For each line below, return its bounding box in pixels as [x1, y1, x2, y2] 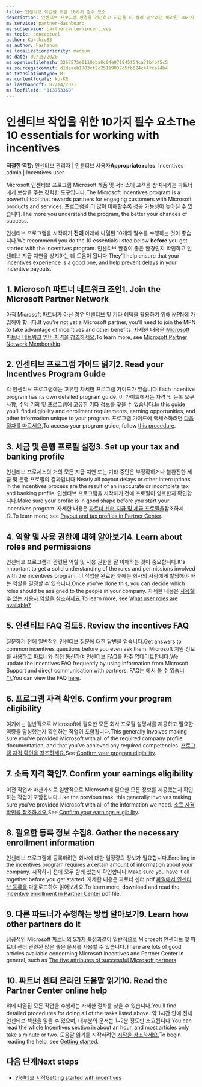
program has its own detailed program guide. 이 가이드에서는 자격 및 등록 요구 [6, 393, 194, 401]
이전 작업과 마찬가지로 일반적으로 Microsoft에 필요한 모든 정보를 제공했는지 [6, 785, 182, 793]
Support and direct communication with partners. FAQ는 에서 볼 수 [6, 667, 168, 674]
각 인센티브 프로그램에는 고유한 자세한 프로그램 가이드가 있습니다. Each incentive [6, 385, 195, 393]
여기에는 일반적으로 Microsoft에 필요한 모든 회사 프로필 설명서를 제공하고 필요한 [6, 720, 194, 727]
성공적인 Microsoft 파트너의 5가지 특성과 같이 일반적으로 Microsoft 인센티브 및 [6, 936, 189, 943]
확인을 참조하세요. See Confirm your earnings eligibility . [6, 808, 140, 816]
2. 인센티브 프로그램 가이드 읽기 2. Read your [6, 360, 164, 370]
